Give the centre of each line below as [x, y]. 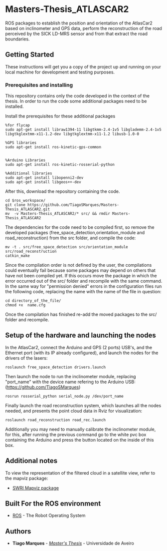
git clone [15, 205]
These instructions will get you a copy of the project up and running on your [83, 66]
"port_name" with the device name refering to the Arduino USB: [70, 382]
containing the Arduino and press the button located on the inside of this [80, 440]
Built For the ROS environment [53, 504]
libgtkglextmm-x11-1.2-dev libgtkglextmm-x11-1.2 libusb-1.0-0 [72, 134]
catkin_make [17, 256]
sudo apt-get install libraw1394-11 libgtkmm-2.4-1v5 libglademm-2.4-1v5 [83, 130]
